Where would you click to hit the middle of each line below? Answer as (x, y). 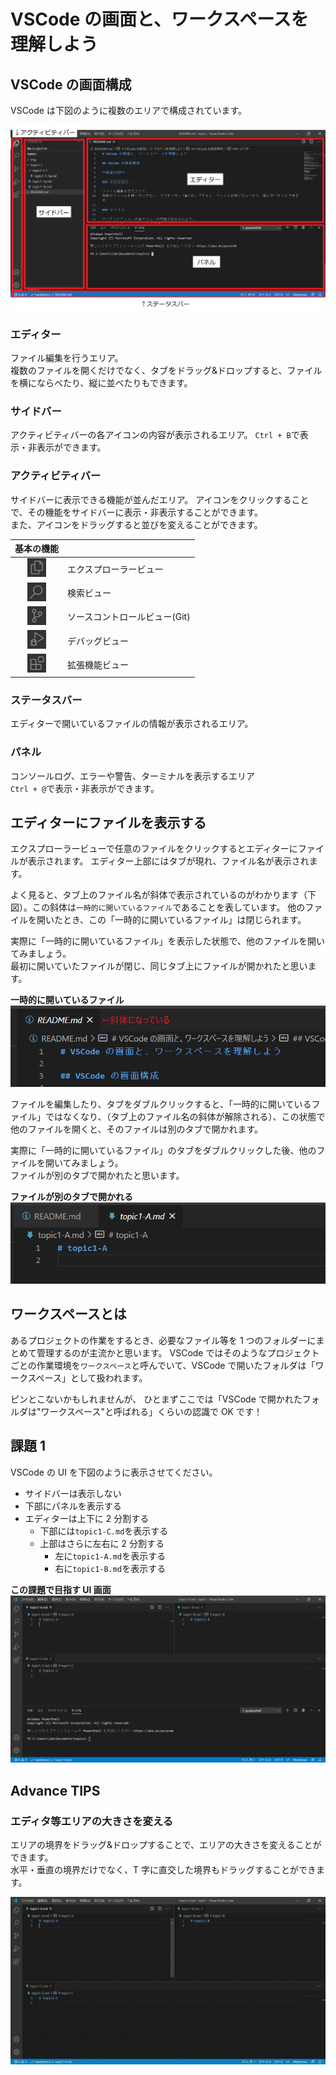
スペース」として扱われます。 (87, 1377)
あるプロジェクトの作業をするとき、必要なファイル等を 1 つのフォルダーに (163, 1340)
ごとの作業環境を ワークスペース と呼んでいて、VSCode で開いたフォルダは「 (163, 1365)
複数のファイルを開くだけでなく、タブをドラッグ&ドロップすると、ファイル (166, 371)
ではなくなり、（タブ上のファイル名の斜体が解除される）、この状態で (185, 1117)
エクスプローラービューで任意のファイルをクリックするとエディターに (154, 849)
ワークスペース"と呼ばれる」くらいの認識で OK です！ (151, 1411)
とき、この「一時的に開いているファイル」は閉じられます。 (184, 920)
